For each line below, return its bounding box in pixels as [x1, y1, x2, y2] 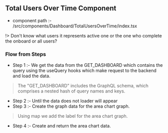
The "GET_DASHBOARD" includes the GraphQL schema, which [17, 83, 149, 89]
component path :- [12, 17, 52, 23]
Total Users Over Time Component [5, 4, 117, 13]
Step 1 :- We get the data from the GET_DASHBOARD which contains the [12, 62, 163, 68]
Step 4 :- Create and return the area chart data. [12, 123, 111, 129]
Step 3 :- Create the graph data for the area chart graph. [12, 103, 130, 109]
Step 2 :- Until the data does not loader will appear [12, 98, 118, 104]
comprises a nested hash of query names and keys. [17, 88, 126, 94]
